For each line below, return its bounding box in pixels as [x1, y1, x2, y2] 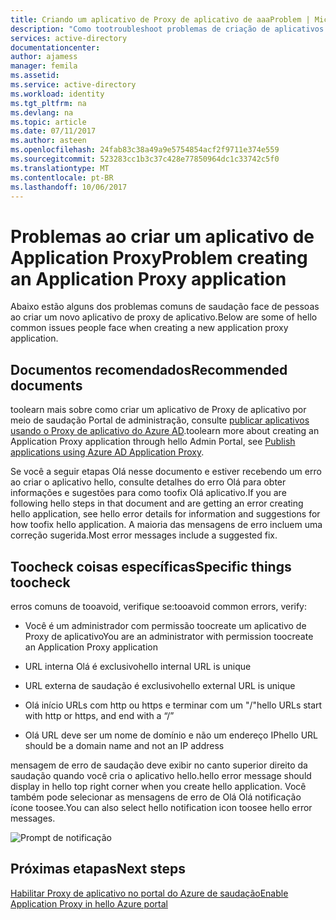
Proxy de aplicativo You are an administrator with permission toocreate [24, 630, 314, 642]
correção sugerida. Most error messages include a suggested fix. [10, 529, 278, 541]
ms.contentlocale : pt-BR [10, 172, 114, 183]
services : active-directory [10, 33, 128, 43]
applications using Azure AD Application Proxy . [10, 446, 205, 458]
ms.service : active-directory [10, 80, 137, 90]
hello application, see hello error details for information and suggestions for [10, 508, 321, 520]
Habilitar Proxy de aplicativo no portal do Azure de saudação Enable [10, 887, 289, 899]
